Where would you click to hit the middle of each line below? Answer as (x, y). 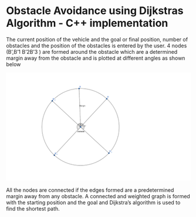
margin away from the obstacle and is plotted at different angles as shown (96, 58)
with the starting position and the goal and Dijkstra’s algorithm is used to (93, 202)
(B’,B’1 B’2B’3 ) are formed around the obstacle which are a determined (92, 51)
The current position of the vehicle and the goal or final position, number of (97, 39)
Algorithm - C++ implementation (87, 23)
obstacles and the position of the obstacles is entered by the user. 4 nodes (97, 46)
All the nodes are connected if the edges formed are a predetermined (90, 190)
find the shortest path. (33, 208)
